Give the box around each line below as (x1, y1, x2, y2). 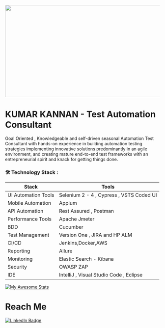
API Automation (7, 208, 44, 215)
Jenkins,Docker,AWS (58, 240, 108, 246)
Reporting (7, 247, 30, 254)
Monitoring (7, 255, 33, 262)
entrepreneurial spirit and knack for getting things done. (5, 156, 118, 162)
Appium (58, 200, 77, 207)
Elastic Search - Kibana (58, 255, 114, 262)
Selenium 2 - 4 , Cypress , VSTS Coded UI (58, 191, 157, 198)
